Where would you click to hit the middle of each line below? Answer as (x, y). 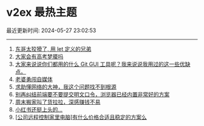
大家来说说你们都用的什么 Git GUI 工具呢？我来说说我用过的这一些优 (100, 64)
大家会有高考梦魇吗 (39, 56)
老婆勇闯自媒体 (34, 79)
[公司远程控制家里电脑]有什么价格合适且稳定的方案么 (81, 117)
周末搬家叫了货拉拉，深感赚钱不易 (58, 102)
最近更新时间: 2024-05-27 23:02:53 (51, 30)
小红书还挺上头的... (39, 109)
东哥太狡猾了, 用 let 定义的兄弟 (53, 48)
